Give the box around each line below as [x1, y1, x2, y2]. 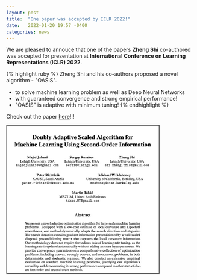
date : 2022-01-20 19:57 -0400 [6, 22, 87, 28]
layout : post [6, 10, 39, 16]
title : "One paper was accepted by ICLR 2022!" [6, 16, 131, 22]
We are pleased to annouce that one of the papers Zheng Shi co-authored [6, 46, 191, 54]
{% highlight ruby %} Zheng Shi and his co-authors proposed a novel [6, 70, 178, 78]
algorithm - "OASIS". [6, 77, 57, 84]
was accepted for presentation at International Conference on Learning [6, 52, 186, 60]
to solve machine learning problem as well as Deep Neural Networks [14, 89, 186, 96]
